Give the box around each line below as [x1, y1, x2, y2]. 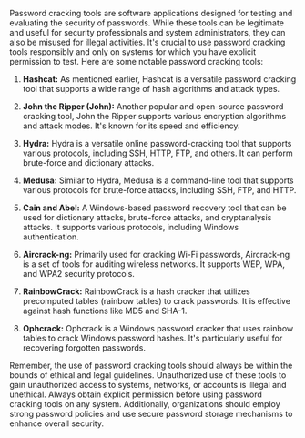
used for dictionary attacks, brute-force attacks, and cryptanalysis [22, 212, 272, 222]
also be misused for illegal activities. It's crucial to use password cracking [9, 36, 286, 47]
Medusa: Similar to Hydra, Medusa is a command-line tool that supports [22, 175, 294, 186]
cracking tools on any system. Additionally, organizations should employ [9, 399, 280, 409]
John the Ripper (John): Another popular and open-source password [22, 101, 284, 112]
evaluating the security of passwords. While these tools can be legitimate [9, 17, 285, 28]
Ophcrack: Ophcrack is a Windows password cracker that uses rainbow [22, 323, 294, 333]
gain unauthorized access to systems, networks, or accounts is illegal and [9, 380, 287, 390]
